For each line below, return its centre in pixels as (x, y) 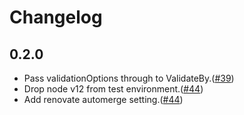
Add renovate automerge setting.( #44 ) (103, 99)
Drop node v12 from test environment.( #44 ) (113, 89)
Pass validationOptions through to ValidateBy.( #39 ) (129, 78)
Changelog (56, 17)
